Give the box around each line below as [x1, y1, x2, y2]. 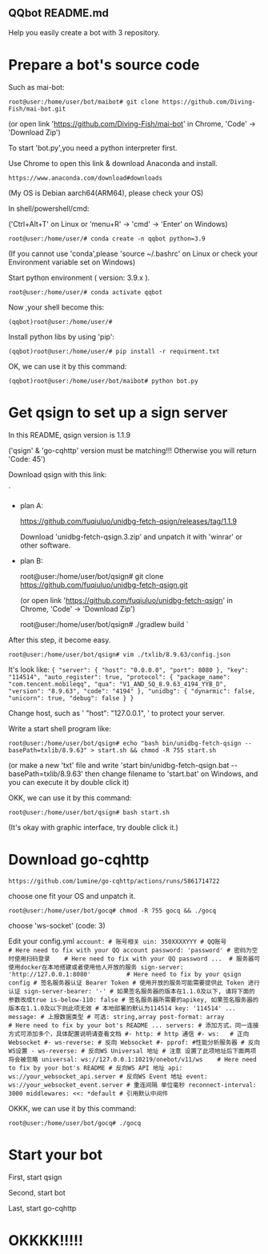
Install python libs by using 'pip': [8, 332, 114, 342]
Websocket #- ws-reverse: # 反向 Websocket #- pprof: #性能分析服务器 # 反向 [8, 1038, 261, 1046]
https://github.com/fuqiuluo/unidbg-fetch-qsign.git [19, 580, 188, 589]
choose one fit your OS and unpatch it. [8, 891, 136, 900]
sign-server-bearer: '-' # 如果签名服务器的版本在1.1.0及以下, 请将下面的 [23, 987, 256, 995]
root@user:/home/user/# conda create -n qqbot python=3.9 [8, 234, 206, 243]
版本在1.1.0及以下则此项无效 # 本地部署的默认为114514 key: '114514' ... [8, 1004, 237, 1013]
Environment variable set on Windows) [8, 257, 136, 267]
